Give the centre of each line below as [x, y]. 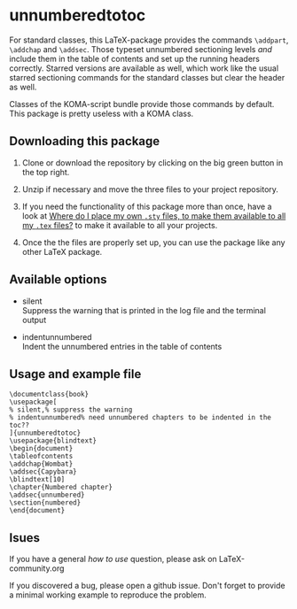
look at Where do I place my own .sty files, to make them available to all [154, 216]
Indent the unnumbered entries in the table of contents [122, 346]
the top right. [46, 172]
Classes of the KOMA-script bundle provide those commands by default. [142, 104]
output [34, 320]
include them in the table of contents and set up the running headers [134, 58]
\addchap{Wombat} [41, 464]
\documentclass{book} [49, 395]
